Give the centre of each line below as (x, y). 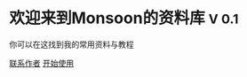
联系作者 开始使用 (41, 63)
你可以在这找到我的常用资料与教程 (72, 44)
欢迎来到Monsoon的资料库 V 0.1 (124, 18)
